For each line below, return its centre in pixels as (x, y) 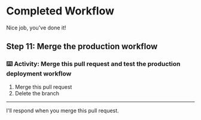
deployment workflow (39, 74)
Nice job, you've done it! (36, 28)
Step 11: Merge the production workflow (82, 46)
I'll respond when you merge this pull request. (63, 110)
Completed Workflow (60, 11)
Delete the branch (37, 93)
